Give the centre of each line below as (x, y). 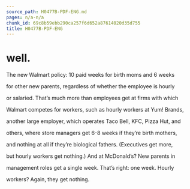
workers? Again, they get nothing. (48, 179)
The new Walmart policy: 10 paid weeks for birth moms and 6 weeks (91, 75)
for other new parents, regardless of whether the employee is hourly (91, 86)
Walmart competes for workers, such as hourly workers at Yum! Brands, (95, 110)
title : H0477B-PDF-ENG (34, 28)
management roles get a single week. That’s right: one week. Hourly (90, 168)
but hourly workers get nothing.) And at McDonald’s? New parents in (91, 156)
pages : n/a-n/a (25, 17)
